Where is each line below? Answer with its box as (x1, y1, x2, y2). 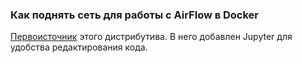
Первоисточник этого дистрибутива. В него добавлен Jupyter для (10, 31, 293, 43)
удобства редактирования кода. (10, 41, 148, 53)
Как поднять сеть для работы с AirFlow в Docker (10, 8, 260, 22)
